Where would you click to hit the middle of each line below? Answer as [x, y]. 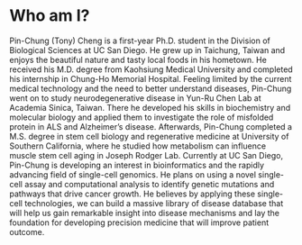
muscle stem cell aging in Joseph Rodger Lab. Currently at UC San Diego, [146, 155]
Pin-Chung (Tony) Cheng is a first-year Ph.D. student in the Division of [140, 41]
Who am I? [50, 16]
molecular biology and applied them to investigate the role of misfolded [142, 117]
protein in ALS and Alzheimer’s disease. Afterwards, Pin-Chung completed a [151, 126]
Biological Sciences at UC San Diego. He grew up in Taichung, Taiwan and [147, 50]
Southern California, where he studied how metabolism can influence [138, 146]
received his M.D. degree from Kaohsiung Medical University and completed [151, 69]
